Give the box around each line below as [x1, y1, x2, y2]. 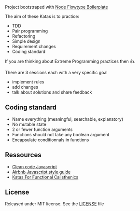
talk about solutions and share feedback [12, 89, 92, 95]
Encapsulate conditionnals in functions [12, 137, 89, 143]
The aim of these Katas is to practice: [5, 14, 80, 19]
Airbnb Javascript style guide [12, 169, 71, 175]
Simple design [12, 38, 41, 44]
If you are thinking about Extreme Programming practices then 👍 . [5, 58, 136, 64]
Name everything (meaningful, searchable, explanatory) [12, 116, 124, 122]
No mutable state [12, 121, 47, 127]
